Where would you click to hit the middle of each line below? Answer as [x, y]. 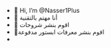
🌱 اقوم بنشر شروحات [41, 25]
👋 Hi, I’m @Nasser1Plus [47, 10]
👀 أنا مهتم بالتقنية [36, 18]
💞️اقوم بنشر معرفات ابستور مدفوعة [59, 32]
